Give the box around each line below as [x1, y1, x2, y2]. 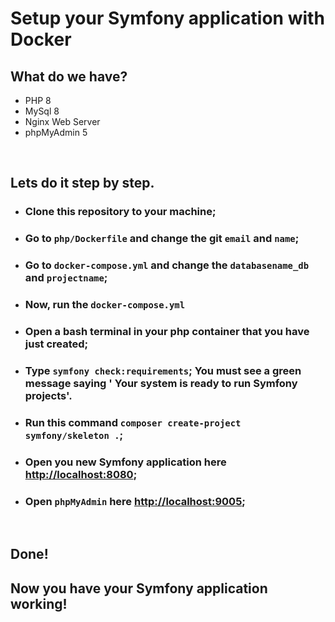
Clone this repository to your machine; [24, 205, 217, 219]
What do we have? [10, 68, 128, 85]
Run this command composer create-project [24, 415, 242, 429]
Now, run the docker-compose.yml [24, 298, 186, 312]
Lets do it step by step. [10, 175, 155, 192]
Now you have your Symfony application [10, 580, 268, 597]
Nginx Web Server [24, 116, 101, 127]
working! [10, 595, 68, 612]
